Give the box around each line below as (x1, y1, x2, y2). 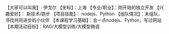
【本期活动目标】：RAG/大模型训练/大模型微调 (5, 23, 100, 29)
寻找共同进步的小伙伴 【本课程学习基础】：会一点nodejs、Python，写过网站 (5, 17, 162, 23)
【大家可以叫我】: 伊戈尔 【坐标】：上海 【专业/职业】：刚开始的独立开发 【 (5, 5, 159, 10)
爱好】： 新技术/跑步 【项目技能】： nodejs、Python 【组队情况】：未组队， (9, 11, 163, 17)
